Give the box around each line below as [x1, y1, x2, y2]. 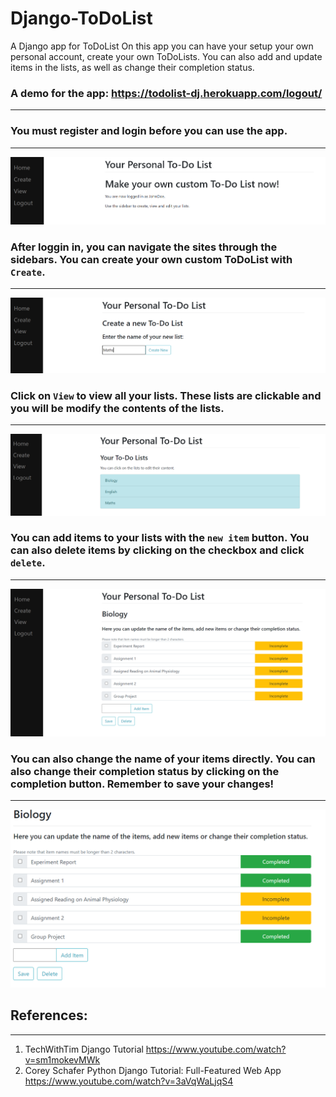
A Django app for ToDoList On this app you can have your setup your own [10, 40, 314, 52]
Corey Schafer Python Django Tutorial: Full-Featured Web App [24, 1064, 282, 1076]
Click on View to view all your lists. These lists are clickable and [10, 388, 322, 402]
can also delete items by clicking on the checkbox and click [10, 543, 305, 557]
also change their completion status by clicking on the [10, 764, 280, 778]
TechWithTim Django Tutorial [24, 1043, 144, 1055]
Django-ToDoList [10, 7, 153, 30]
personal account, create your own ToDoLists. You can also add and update [10, 50, 323, 62]
